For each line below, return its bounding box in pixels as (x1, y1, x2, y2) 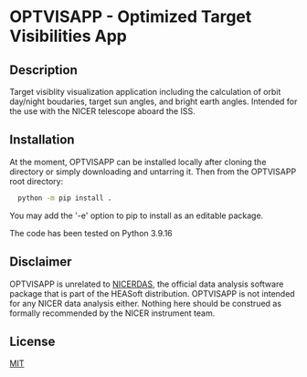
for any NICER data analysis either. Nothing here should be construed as (9, 298, 281, 309)
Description (9, 62, 78, 78)
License (9, 333, 56, 349)
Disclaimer (9, 254, 72, 270)
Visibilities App (9, 26, 128, 47)
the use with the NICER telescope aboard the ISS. (9, 106, 196, 116)
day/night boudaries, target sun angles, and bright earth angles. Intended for (9, 96, 298, 107)
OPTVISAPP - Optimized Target (9, 6, 252, 27)
